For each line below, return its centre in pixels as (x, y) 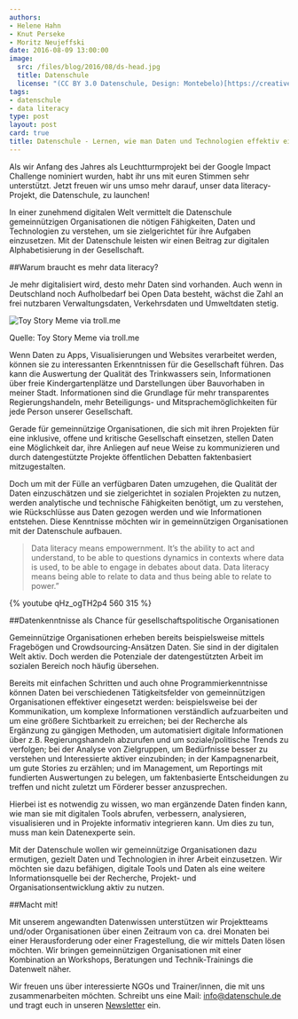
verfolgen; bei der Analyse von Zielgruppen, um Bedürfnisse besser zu (138, 749)
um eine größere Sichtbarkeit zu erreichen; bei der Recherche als (129, 720)
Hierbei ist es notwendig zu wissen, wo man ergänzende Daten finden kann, (148, 804)
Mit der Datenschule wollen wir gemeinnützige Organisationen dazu (133, 849)
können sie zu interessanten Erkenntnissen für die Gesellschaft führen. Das (147, 364)
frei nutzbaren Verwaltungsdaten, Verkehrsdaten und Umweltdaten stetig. (144, 303)
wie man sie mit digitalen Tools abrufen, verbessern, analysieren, (128, 813)
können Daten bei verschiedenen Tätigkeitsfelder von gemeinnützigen (137, 692)
